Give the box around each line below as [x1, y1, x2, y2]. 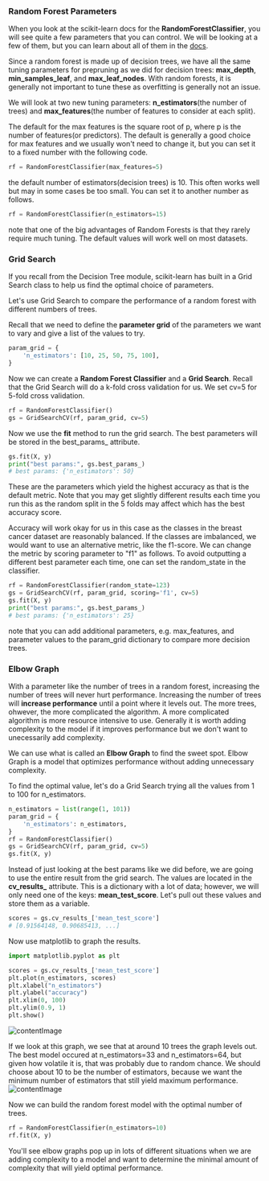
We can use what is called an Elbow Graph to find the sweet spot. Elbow [8, 748, 249, 758]
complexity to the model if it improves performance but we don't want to [8, 724, 248, 734]
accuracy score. [8, 508, 62, 517]
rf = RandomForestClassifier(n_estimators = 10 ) [8, 1124, 167, 1132]
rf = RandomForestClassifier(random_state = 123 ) [8, 582, 171, 590]
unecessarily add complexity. [8, 733, 106, 743]
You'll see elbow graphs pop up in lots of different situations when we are [8, 1146, 251, 1155]
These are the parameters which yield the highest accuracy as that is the [8, 482, 250, 492]
